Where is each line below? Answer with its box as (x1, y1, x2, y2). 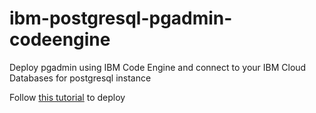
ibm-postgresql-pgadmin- (9, 7, 233, 30)
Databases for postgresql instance (9, 72, 152, 84)
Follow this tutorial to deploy (9, 91, 126, 103)
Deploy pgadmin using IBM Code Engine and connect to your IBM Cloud (9, 61, 307, 73)
